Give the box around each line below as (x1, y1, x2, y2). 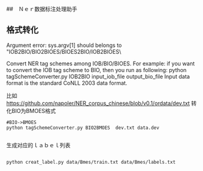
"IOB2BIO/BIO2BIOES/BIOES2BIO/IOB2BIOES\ (6, 48, 121, 55)
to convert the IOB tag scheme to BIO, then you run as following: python (6, 66, 187, 73)
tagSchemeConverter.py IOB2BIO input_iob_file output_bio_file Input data (6, 73, 190, 80)
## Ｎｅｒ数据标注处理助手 (6, 5, 77, 12)
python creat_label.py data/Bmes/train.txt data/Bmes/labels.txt (6, 159, 176, 165)
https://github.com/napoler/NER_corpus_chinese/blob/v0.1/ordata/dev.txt (6, 100, 190, 107)
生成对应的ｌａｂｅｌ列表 (6, 141, 71, 148)
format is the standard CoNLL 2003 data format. (6, 79, 128, 87)
